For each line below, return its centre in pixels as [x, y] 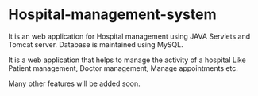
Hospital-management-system [112, 15]
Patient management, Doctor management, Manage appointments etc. [123, 68]
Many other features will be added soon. [74, 83]
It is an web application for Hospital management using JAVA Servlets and [129, 36]
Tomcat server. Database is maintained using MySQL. [96, 44]
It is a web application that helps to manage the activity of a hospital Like [127, 60]
